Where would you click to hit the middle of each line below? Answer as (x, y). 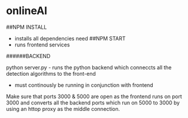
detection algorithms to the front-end (51, 73)
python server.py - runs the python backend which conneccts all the (89, 67)
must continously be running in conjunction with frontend (84, 85)
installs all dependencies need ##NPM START (70, 38)
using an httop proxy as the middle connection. (63, 109)
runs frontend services (42, 45)
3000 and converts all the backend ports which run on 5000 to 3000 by (93, 102)
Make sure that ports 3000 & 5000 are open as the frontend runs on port (94, 96)
